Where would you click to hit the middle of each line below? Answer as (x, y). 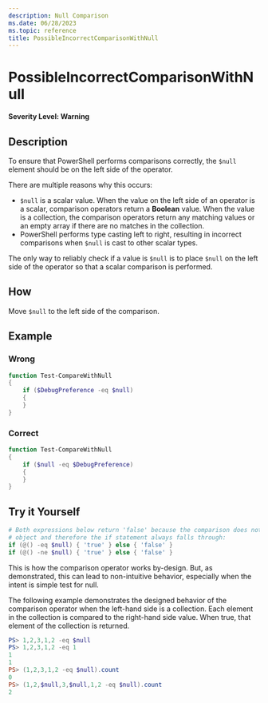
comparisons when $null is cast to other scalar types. (108, 243)
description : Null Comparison (59, 16)
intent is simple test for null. (54, 585)
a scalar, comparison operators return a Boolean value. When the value (137, 209)
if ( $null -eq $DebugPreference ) (78, 464)
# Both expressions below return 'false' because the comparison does (128, 530)
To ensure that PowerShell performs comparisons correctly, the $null (122, 161)
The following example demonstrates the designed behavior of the (118, 600)
